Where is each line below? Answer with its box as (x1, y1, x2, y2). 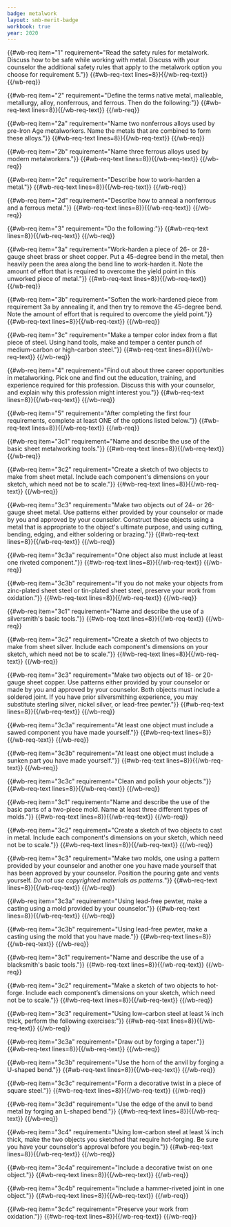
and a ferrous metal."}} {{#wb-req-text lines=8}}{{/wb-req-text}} (7, 203, 192, 212)
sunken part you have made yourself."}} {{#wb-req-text (7, 756, 165, 765)
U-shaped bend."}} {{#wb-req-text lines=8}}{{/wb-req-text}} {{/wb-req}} (7, 1066, 216, 1074)
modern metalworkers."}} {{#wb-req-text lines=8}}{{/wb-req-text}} (7, 155, 199, 163)
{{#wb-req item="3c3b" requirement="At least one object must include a (7, 749, 214, 758)
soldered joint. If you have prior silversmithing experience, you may (7, 693, 199, 701)
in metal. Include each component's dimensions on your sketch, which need (7, 833, 223, 842)
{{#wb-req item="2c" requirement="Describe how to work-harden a (7, 176, 201, 184)
